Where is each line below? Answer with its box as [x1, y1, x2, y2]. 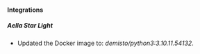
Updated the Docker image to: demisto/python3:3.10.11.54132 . [17, 39, 194, 47]
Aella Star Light [7, 21, 53, 30]
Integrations [7, 6, 44, 14]
